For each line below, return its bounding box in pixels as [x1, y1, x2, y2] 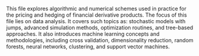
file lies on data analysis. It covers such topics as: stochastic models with [6, 18, 186, 24]
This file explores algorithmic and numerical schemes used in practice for [6, 5, 186, 12]
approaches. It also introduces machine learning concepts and [6, 30, 160, 38]
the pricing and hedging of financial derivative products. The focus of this [6, 11, 187, 18]
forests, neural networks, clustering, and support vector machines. [6, 43, 170, 50]
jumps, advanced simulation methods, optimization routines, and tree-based [6, 24, 194, 31]
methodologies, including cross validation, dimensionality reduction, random [6, 37, 194, 43]
